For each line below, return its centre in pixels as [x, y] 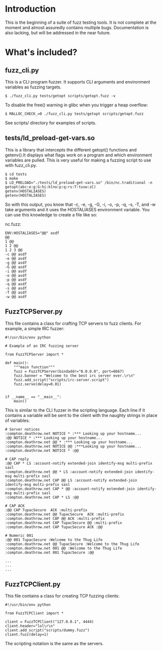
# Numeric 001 [19, 535]
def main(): [17, 363]
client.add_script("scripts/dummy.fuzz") [47, 630]
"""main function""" [34, 367]
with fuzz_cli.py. [21, 165]
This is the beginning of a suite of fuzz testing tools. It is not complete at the [81, 22]
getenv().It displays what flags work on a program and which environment [79, 155]
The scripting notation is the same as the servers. [54, 644]
